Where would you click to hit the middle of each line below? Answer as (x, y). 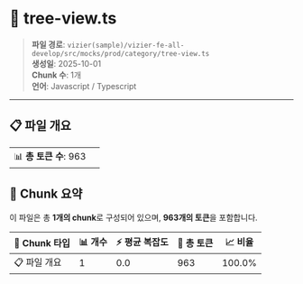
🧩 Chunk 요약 (46, 194)
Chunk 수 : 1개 (56, 75)
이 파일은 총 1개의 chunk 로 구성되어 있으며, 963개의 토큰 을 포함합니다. (134, 217)
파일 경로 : (48, 44)
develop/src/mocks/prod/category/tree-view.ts (120, 53)
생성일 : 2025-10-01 (66, 63)
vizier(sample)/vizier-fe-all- (126, 45)
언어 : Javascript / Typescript (84, 86)
